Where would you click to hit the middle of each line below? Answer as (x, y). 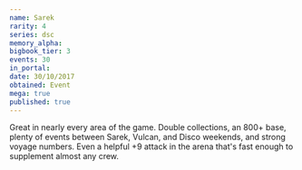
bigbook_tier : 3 (40, 52)
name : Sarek (32, 18)
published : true (40, 102)
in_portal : (30, 69)
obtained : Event (40, 85)
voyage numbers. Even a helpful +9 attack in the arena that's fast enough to (151, 146)
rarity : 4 (28, 26)
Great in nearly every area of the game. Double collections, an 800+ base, (148, 127)
